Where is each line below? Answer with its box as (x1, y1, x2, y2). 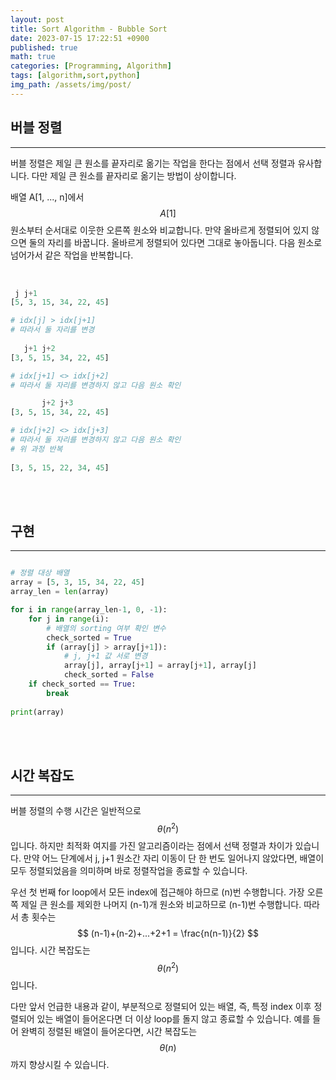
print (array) (10, 707, 65, 717)
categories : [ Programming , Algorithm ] (10, 61, 172, 71)
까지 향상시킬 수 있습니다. (10, 1058, 110, 1070)
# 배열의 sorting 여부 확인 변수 (46, 623, 167, 633)
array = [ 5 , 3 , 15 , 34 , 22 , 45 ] (10, 577, 145, 588)
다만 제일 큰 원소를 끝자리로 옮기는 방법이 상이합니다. (31, 169, 237, 181)
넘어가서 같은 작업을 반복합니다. (10, 249, 134, 261)
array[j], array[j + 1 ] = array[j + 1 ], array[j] (63, 661, 257, 671)
